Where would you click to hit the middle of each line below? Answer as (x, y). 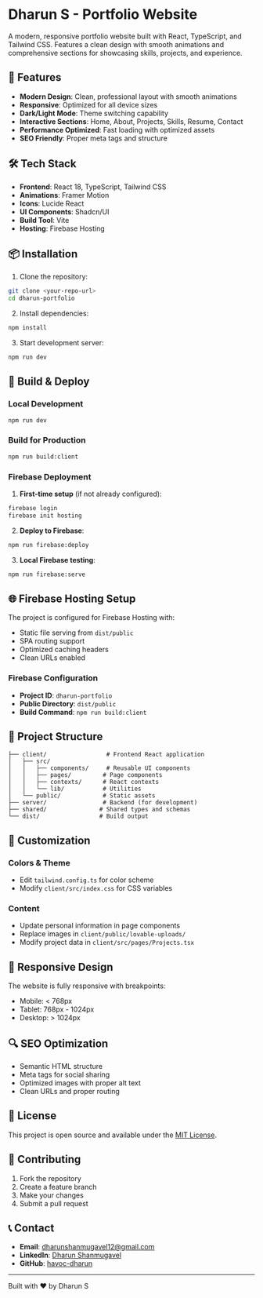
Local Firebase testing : (57, 560)
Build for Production (47, 440)
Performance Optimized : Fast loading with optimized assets (117, 129)
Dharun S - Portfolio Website (103, 15)
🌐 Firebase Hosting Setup (72, 598)
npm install (27, 328)
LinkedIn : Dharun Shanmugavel (70, 1255)
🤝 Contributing (45, 1159)
